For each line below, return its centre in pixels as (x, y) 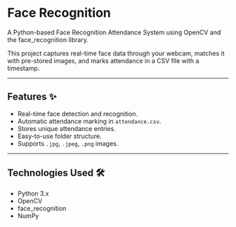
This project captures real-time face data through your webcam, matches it (116, 53)
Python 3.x (33, 193)
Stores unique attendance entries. (66, 128)
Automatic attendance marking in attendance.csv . (89, 121)
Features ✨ (32, 97)
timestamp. (24, 68)
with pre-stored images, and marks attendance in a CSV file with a (103, 60)
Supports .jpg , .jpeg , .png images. (68, 143)
